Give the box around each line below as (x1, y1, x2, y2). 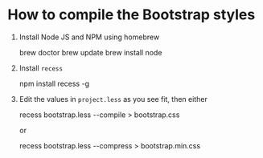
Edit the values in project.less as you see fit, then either (18, 94, 208, 103)
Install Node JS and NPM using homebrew (18, 32, 160, 42)
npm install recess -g (18, 79, 90, 88)
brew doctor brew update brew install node (18, 47, 162, 57)
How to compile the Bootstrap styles (7, 6, 256, 24)
